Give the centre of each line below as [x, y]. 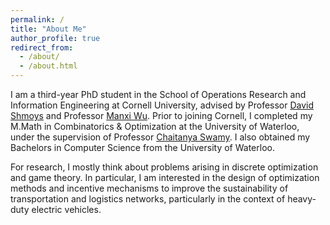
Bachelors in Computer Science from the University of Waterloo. [142, 147]
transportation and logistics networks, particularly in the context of [148, 199]
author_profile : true [55, 38]
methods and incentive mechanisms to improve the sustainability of [149, 188]
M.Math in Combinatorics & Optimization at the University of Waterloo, [155, 126]
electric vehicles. [66, 209]
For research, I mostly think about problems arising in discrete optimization [164, 167]
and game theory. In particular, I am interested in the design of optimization [165, 177]
